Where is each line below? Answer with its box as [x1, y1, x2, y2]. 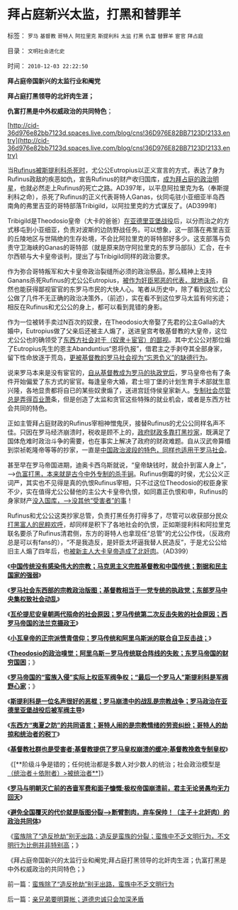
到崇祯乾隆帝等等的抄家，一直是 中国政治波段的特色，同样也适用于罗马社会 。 [7, 445, 231, 454]
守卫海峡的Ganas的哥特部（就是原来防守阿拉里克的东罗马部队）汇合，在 [13, 243, 225, 251]
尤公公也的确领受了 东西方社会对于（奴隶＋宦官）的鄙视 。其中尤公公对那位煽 [7, 335, 231, 344]
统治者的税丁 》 [19, 730, 60, 738]
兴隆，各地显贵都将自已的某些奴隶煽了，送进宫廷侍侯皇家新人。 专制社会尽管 [7, 386, 231, 394]
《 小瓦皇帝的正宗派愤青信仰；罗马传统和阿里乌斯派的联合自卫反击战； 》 [7, 634, 212, 642]
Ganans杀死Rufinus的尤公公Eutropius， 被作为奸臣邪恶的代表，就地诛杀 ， [7, 276, 222, 284]
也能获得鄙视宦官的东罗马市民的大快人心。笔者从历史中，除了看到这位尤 [13, 285, 225, 293]
